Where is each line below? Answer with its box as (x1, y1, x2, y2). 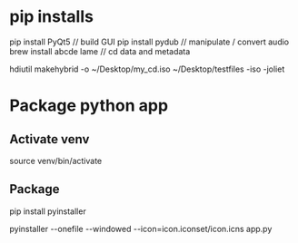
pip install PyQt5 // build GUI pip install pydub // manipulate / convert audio (9, 36, 289, 47)
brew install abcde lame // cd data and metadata (9, 45, 191, 56)
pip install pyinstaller (9, 206, 86, 217)
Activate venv (9, 131, 90, 147)
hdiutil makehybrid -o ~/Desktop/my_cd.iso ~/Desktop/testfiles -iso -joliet (9, 63, 285, 74)
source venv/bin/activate (9, 155, 103, 166)
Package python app (9, 95, 169, 116)
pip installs (9, 6, 94, 27)
